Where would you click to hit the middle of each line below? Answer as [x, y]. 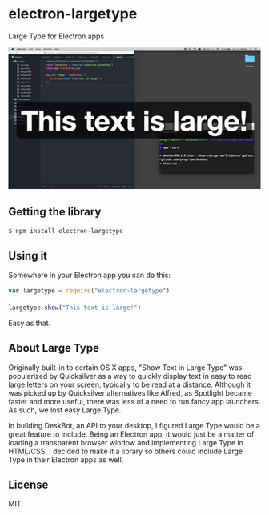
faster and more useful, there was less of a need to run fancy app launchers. [134, 401]
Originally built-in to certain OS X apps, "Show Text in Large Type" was [125, 367]
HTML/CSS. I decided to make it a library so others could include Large [126, 451]
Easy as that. [29, 323]
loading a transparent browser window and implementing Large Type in [126, 442]
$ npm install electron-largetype [66, 231]
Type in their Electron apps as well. [66, 459]
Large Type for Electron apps [56, 36]
